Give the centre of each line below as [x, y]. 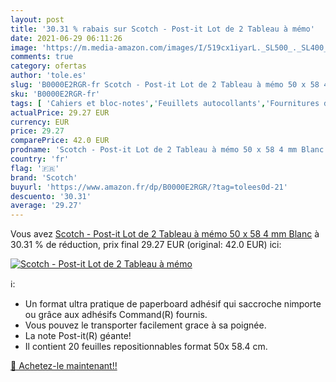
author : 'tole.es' [48, 76]
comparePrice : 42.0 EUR [60, 141]
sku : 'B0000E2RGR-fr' [55, 94]
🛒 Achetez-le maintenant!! [64, 366]
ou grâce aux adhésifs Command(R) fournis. [116, 315]
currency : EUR [40, 122]
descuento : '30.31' [51, 196]
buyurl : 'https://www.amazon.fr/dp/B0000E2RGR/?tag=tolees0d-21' [149, 187]
